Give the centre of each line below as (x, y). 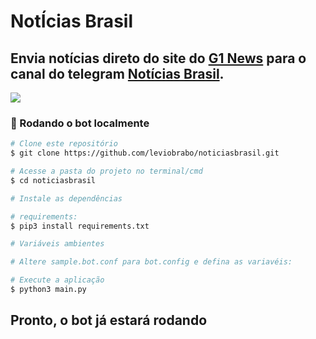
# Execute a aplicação (57, 280)
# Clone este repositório (64, 144)
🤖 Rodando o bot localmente (80, 123)
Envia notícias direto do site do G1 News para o (158, 58)
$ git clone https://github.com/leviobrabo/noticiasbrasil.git (145, 153)
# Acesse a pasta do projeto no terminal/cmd (106, 171)
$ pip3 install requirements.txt (80, 226)
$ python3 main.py (48, 290)
